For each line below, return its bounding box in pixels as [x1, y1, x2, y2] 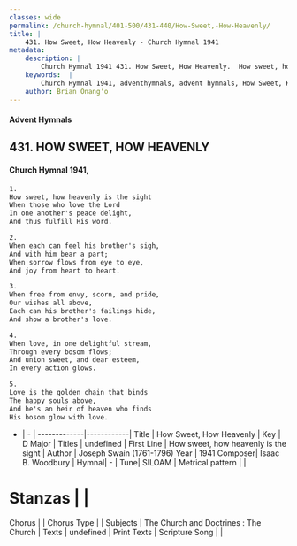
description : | [25, 54, 81, 63]
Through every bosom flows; [9, 347, 113, 357]
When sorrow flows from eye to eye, [9, 258, 144, 266]
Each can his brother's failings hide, [9, 307, 156, 316]
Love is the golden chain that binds [9, 388, 148, 397]
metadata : [9, 46, 46, 55]
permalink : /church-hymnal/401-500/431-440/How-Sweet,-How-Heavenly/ [9, 21, 271, 30]
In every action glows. [9, 364, 97, 373]
